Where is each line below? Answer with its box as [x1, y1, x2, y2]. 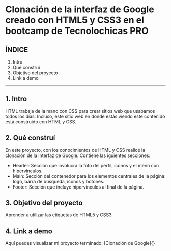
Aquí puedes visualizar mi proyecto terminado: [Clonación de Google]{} [5, 240, 155, 246]
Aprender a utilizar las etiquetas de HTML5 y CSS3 [5, 212, 112, 218]
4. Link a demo [5, 227, 52, 235]
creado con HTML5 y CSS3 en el [5, 14, 144, 26]
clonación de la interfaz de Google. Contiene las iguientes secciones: [5, 152, 151, 159]
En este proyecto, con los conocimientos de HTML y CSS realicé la [5, 147, 146, 153]
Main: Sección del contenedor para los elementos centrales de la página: [12, 173, 166, 179]
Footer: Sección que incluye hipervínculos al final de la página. [12, 184, 144, 190]
